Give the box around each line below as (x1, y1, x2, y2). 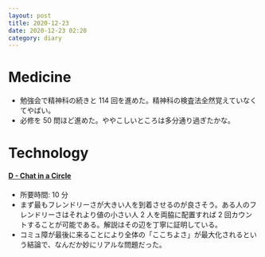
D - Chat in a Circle (8, 171, 72, 180)
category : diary (8, 34, 62, 42)
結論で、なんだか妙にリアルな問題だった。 (26, 239, 167, 249)
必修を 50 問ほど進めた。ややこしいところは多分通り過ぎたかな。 (19, 116, 235, 125)
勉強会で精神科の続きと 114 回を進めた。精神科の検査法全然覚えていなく (19, 96, 257, 105)
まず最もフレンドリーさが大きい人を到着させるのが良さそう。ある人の (19, 200, 250, 209)
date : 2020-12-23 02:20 (8, 26, 88, 34)
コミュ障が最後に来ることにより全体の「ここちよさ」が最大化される (19, 229, 244, 239)
